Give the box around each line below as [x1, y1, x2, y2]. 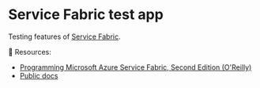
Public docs [19, 71, 58, 80]
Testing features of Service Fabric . [8, 32, 121, 41]
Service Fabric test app [8, 6, 164, 24]
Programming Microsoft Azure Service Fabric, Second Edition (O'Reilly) [19, 62, 252, 72]
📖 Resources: [8, 47, 51, 56]
